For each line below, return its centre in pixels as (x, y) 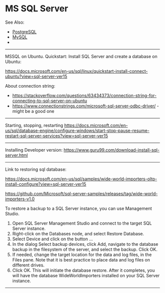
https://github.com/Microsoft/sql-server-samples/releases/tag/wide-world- (82, 194)
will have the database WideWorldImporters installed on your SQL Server (86, 275)
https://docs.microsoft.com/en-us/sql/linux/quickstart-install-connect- (77, 71)
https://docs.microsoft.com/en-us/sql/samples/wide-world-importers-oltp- (81, 179)
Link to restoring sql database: (36, 169)
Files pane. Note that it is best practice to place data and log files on (81, 260)
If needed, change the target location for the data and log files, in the (82, 255)
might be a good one (33, 111)
